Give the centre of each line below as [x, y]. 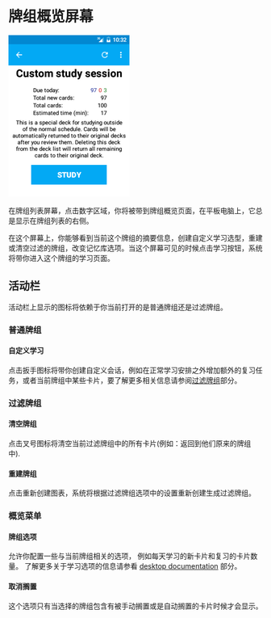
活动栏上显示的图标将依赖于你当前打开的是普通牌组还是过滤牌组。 [118, 307]
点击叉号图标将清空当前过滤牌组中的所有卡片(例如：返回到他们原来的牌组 [130, 444]
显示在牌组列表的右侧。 [54, 221]
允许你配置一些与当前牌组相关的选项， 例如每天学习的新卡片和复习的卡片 [129, 556]
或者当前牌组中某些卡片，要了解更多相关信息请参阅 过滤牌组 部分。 [132, 380]
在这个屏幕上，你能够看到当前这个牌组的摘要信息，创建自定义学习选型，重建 [135, 238]
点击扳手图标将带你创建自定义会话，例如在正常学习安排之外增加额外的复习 [132, 370]
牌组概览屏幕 [51, 17]
